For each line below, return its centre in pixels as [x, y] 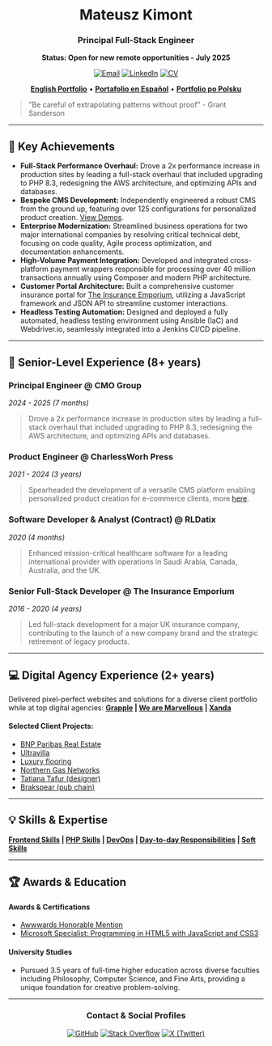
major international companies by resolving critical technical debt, [130, 235]
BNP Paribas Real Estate [61, 744]
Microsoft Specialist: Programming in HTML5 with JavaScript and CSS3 [139, 934]
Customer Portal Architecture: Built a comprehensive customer [127, 286]
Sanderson [46, 113]
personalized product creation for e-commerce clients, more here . [138, 498]
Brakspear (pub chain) [57, 787]
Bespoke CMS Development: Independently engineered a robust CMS [138, 201]
